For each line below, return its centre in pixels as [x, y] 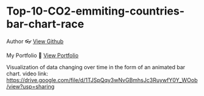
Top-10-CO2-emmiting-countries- [96, 11]
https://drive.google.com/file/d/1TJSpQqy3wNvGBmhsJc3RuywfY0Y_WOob [102, 80]
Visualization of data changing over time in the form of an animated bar [96, 67]
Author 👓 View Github [35, 41]
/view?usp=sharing [31, 86]
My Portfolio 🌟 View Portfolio [42, 55]
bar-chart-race [45, 24]
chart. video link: [27, 74]
